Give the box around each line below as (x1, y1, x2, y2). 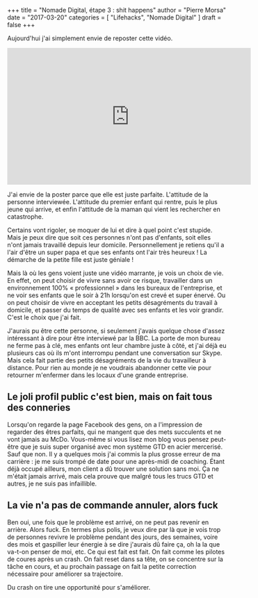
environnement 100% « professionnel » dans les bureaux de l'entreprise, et (7, 284, 223, 292)
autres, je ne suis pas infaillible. (7, 479, 97, 488)
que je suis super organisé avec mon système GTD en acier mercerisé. (19, 442, 223, 451)
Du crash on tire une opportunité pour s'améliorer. (7, 583, 151, 591)
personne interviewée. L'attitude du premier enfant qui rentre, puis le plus (7, 198, 218, 206)
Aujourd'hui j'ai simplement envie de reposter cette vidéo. (7, 34, 173, 42)
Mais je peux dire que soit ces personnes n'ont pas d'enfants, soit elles (7, 233, 211, 242)
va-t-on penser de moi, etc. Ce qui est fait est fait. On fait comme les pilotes (7, 547, 225, 556)
